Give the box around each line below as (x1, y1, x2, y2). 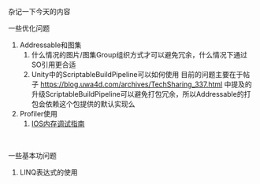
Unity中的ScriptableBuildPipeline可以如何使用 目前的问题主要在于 (31, 70, 243, 79)
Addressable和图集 (19, 40, 82, 50)
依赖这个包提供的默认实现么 (45, 99, 136, 109)
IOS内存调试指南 (31, 119, 85, 128)
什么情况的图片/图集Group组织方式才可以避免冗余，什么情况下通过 (31, 50, 248, 59)
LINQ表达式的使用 (19, 167, 78, 177)
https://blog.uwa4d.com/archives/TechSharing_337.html (40, 79, 223, 89)
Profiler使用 (19, 109, 58, 118)
